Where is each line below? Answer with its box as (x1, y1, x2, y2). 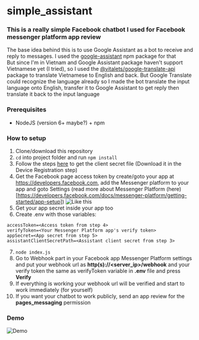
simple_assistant (7, 4, 93, 18)
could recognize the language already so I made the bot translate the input (7, 78, 190, 85)
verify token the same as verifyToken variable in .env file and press (15, 267, 181, 275)
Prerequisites (7, 105, 46, 114)
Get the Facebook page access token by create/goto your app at (15, 173, 175, 180)
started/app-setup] (15, 198, 63, 205)
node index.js (15, 249, 51, 255)
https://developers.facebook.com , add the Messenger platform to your (15, 179, 189, 186)
